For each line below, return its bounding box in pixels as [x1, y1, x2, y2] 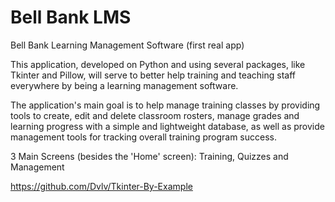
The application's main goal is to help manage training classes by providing [10, 99, 321, 111]
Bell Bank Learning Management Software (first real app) [10, 39, 245, 51]
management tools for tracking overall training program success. [10, 131, 277, 143]
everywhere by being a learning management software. [10, 79, 239, 91]
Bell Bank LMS [10, 6, 132, 29]
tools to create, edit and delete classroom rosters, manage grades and [10, 109, 300, 121]
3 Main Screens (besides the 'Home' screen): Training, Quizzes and [10, 150, 289, 162]
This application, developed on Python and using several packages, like [10, 58, 306, 70]
